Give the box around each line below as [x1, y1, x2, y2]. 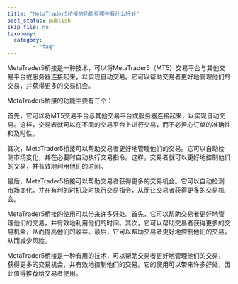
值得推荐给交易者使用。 [13, 269, 82, 277]
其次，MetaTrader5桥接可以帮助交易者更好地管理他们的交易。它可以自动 [7, 144, 219, 152]
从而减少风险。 [7, 237, 51, 244]
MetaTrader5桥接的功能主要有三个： [7, 96, 113, 105]
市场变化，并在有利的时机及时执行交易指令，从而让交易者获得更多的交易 [7, 186, 218, 194]
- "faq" [33, 43, 55, 50]
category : [13, 37, 42, 44]
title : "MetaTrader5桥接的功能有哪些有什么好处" [7, 10, 140, 18]
